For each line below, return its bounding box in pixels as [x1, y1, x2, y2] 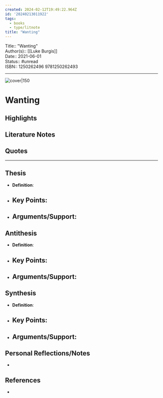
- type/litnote [9, 25, 40, 30]
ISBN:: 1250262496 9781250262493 [5, 64, 78, 69]
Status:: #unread [5, 59, 38, 64]
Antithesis [5, 229, 37, 237]
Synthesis [5, 289, 36, 297]
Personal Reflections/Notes [5, 349, 90, 357]
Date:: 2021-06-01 [5, 53, 42, 59]
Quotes [5, 147, 28, 156]
